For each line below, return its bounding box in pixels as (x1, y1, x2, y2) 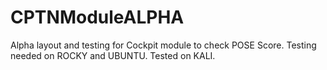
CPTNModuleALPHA (10, 6, 185, 29)
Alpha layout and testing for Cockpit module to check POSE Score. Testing (10, 39, 317, 51)
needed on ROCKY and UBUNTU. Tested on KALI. (10, 49, 216, 61)
